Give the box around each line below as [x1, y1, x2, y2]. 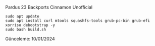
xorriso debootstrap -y [5, 22, 56, 27]
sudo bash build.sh [5, 27, 46, 32]
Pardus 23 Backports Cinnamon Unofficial [5, 4, 92, 10]
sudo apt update [5, 14, 39, 19]
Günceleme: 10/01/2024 [5, 36, 55, 41]
